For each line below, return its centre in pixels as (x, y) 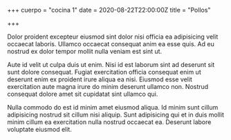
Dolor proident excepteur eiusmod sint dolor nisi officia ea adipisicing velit (113, 37)
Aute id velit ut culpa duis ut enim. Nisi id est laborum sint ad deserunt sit (111, 64)
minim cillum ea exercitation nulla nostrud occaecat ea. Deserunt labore (109, 122)
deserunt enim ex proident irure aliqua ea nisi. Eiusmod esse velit (100, 79)
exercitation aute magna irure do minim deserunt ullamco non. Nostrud (108, 87)
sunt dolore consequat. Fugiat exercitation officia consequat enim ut (104, 72)
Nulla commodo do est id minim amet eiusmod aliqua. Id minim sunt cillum (113, 107)
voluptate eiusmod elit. (40, 129)
